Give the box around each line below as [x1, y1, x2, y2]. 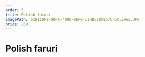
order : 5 [5, 7, 24, 13]
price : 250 [5, 21, 28, 27]
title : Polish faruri [5, 12, 51, 17]
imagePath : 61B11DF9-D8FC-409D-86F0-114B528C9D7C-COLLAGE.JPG [5, 17, 140, 22]
